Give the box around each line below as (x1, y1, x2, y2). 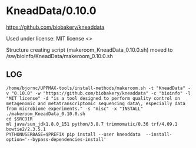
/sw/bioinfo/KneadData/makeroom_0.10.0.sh (6, 52, 113, 59)
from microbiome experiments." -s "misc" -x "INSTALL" (6, 106, 144, 112)
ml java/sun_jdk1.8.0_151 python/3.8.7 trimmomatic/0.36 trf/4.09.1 (6, 121, 178, 127)
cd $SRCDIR (6, 116, 33, 122)
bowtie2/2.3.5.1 (6, 126, 46, 132)
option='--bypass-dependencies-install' (6, 136, 107, 142)
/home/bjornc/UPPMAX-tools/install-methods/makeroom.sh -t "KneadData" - (6, 85, 191, 91)
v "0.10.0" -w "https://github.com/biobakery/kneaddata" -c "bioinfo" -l (6, 90, 191, 96)
